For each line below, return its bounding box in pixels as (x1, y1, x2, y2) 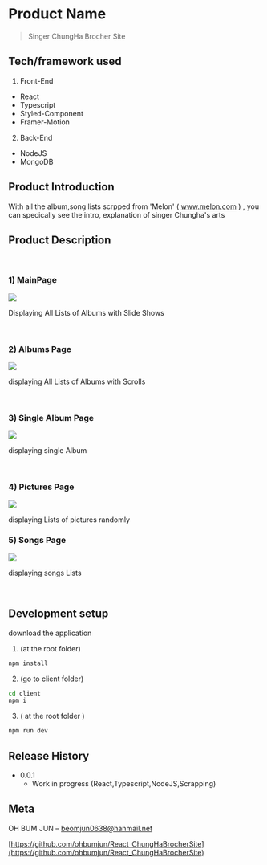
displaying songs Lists (8, 568, 82, 577)
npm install (8, 659, 48, 667)
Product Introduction (8, 180, 115, 194)
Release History (8, 749, 90, 763)
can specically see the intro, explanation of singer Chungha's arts (8, 210, 225, 219)
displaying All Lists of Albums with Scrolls (8, 377, 146, 386)
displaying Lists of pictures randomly (8, 515, 131, 524)
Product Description (8, 233, 111, 247)
